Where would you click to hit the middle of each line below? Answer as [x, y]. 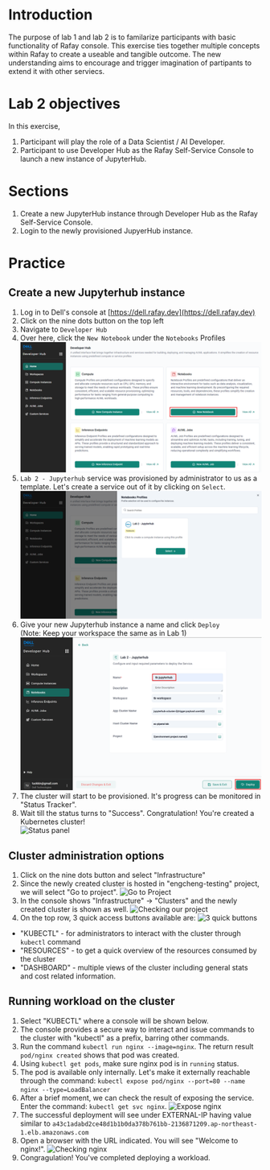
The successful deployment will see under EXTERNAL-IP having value [135, 1114]
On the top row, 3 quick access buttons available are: [108, 917]
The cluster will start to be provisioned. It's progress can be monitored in [140, 796]
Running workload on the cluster [92, 1001]
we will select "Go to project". [69, 892]
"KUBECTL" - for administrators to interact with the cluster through [130, 933]
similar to [35, 1123]
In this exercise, [34, 126]
